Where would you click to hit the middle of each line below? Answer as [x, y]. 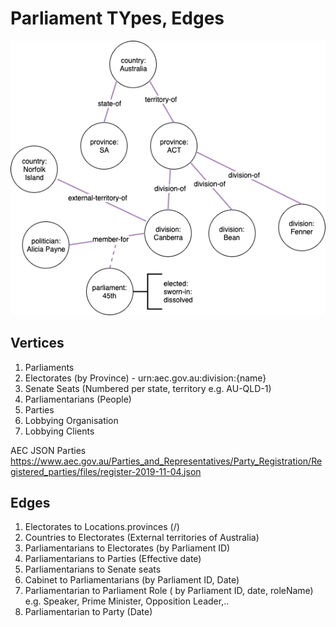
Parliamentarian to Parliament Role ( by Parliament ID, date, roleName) [169, 591]
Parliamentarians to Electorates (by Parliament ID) [127, 548]
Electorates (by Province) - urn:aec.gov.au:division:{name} [145, 378]
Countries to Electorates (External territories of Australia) [142, 538]
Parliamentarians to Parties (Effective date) [113, 559]
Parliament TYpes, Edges [117, 18]
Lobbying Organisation [71, 420]
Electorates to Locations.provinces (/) [102, 527]
